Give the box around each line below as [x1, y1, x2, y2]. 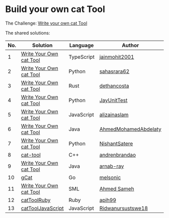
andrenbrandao [99, 151, 136, 158]
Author [121, 42, 139, 49]
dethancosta [99, 82, 129, 89]
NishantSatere [99, 140, 133, 147]
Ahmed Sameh [99, 185, 134, 192]
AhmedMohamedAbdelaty [99, 126, 162, 133]
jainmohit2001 [99, 53, 134, 60]
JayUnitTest [99, 96, 128, 103]
